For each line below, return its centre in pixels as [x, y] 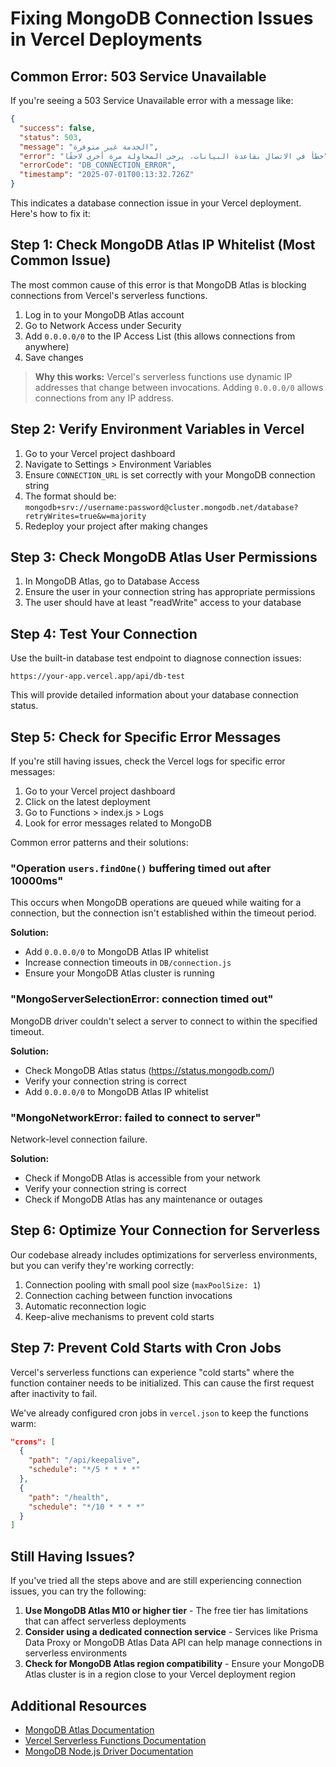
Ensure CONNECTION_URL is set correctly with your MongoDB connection [170, 474]
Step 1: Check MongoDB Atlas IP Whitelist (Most [163, 245]
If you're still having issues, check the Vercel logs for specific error [148, 761]
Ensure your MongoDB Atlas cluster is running [119, 973]
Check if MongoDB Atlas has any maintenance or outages [143, 1199]
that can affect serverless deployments [105, 1621]
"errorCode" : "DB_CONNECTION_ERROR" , [98, 165]
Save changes [54, 357]
